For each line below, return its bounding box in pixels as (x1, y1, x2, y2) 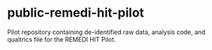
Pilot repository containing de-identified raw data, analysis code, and (7, 28, 206, 36)
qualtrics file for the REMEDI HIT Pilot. (7, 35, 116, 43)
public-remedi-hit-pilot (7, 5, 144, 21)
